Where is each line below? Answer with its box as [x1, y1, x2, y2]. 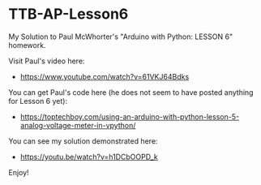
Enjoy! [8, 167, 30, 177]
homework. [8, 40, 46, 49]
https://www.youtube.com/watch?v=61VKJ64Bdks [19, 71, 190, 81]
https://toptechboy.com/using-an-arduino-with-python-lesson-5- [19, 111, 240, 122]
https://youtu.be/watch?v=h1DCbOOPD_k [19, 152, 158, 161]
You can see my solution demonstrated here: [8, 136, 158, 146]
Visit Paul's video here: [8, 56, 85, 66]
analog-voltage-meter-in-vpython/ [19, 120, 136, 130]
